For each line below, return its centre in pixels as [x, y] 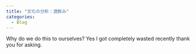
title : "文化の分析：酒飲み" [37, 11]
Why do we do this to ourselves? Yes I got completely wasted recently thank [98, 39]
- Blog [19, 22]
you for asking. [24, 45]
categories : [20, 17]
